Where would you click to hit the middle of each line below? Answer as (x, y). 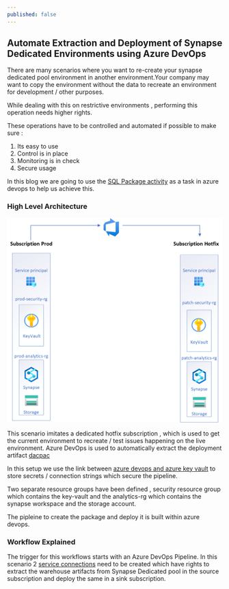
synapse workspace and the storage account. (72, 503)
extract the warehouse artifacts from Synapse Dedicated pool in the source (113, 571)
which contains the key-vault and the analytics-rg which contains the (104, 496)
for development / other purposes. (56, 92)
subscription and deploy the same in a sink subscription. (86, 578)
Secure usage (37, 168)
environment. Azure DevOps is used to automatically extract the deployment (114, 448)
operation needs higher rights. (50, 112)
